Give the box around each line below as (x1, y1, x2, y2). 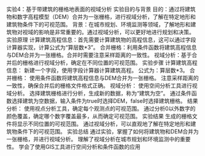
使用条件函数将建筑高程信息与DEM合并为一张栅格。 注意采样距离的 (29, 75, 199, 81)
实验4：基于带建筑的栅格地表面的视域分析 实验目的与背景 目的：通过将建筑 (6, 6, 196, 13)
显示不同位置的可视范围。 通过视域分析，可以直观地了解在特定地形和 (17, 121, 191, 127)
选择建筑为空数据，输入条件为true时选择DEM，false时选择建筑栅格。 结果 (11, 97, 198, 105)
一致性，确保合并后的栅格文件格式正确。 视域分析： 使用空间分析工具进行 (6, 82, 192, 89)
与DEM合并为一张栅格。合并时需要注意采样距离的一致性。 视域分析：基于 (6, 51, 192, 59)
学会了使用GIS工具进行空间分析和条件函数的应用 (18, 143, 141, 150)
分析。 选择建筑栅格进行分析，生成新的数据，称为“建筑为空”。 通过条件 (11, 90, 192, 97)
